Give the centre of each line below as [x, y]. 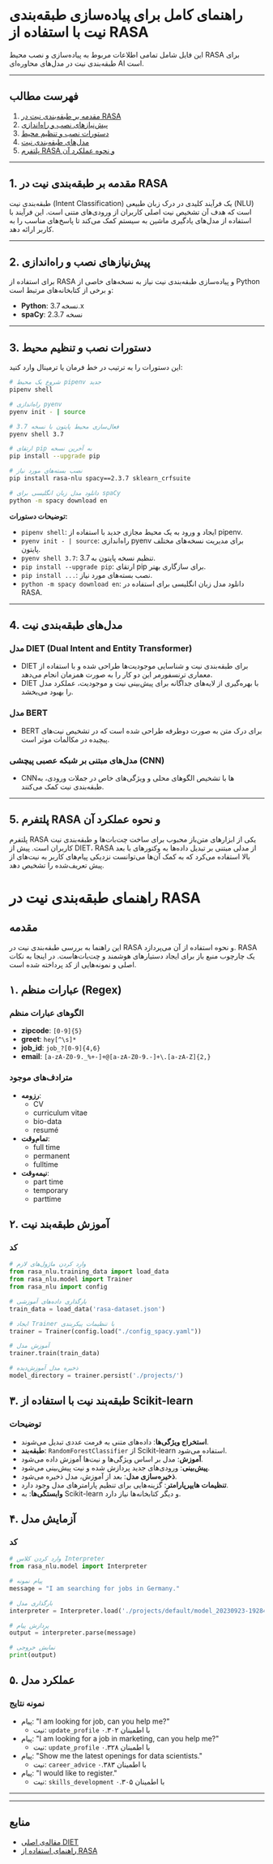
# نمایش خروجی [32, 1648]
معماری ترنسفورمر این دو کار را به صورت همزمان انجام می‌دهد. [117, 674]
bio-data [47, 1121]
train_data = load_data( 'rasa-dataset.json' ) [87, 1309]
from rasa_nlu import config [58, 1287]
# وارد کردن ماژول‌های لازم [48, 1264]
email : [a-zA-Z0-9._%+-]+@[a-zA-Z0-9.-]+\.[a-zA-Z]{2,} [116, 1057]
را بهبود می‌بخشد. [47, 692]
